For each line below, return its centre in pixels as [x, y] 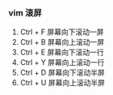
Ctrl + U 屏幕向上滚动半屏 [62, 83]
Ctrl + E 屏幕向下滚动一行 [62, 52]
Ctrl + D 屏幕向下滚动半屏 [62, 73]
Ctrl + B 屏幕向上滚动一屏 [62, 42]
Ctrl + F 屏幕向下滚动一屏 [62, 32]
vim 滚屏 [25, 12]
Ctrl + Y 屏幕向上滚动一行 [62, 63]
